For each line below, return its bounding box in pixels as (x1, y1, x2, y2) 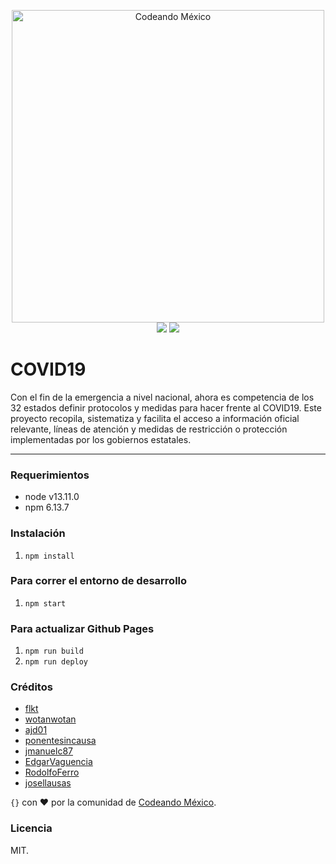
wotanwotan (24, 713, 77, 725)
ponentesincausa (24, 735, 97, 747)
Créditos (10, 680, 53, 694)
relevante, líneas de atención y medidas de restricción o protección (10, 423, 288, 435)
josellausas (24, 777, 72, 789)
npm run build (24, 646, 84, 657)
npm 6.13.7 (24, 501, 70, 514)
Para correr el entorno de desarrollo (10, 574, 188, 588)
